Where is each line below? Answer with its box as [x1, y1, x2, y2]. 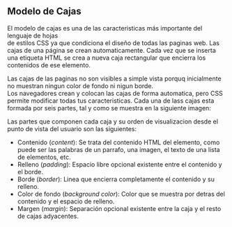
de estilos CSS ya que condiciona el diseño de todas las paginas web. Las [7, 38, 220, 47]
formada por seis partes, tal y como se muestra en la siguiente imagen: [7, 103, 211, 112]
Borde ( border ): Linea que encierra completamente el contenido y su [17, 175, 215, 183]
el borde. [17, 167, 44, 176]
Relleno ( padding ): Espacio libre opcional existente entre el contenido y [17, 160, 222, 169]
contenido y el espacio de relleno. [17, 197, 115, 205]
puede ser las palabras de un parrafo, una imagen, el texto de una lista [17, 145, 221, 153]
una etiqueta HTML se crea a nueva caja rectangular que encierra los [7, 53, 206, 62]
